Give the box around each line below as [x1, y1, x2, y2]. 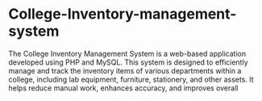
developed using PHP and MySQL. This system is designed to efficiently [8, 57, 248, 67]
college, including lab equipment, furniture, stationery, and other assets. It [8, 74, 254, 84]
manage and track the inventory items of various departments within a [8, 65, 242, 75]
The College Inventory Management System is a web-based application [8, 48, 247, 58]
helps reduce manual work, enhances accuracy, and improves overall [8, 82, 239, 93]
